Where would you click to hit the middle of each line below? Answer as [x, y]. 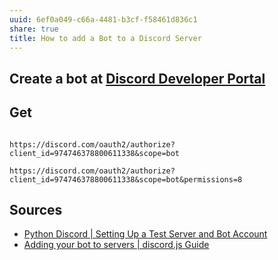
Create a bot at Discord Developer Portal [137, 78]
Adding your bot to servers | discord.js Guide [116, 245]
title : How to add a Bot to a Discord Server [105, 38]
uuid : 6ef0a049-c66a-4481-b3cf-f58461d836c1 [103, 19]
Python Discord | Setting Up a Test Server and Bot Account [145, 234]
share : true [34, 29]
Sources [36, 209]
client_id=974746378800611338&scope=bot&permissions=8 [126, 179]
